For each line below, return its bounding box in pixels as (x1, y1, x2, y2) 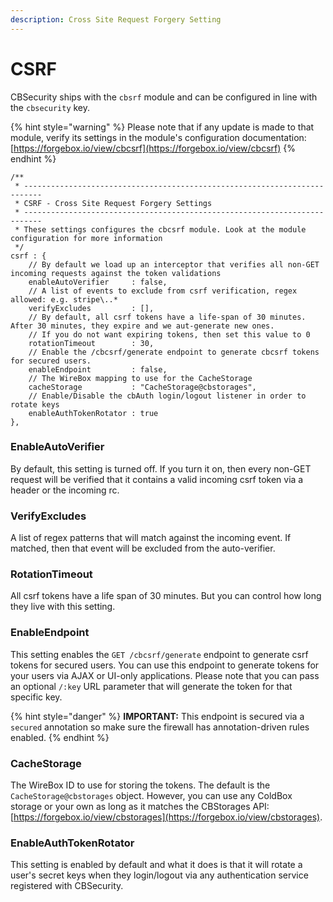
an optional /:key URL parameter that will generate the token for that (10, 680, 293, 692)
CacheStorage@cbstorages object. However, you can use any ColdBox (10, 790, 293, 802)
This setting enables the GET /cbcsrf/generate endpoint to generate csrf (10, 648, 309, 660)
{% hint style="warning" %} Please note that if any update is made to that (10, 121, 315, 133)
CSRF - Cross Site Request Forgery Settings (23, 198, 213, 208)
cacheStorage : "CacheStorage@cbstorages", (28, 382, 257, 392)
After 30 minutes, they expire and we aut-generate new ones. (10, 321, 275, 331)
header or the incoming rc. (10, 484, 120, 496)
